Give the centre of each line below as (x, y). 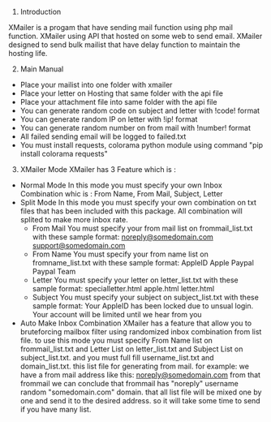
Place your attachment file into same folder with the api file (118, 102)
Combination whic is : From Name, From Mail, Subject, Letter (121, 194)
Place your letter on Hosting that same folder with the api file (121, 93)
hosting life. (28, 53)
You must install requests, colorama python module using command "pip (142, 145)
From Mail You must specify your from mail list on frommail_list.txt (142, 228)
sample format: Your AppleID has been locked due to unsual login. (143, 306)
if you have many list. (56, 409)
